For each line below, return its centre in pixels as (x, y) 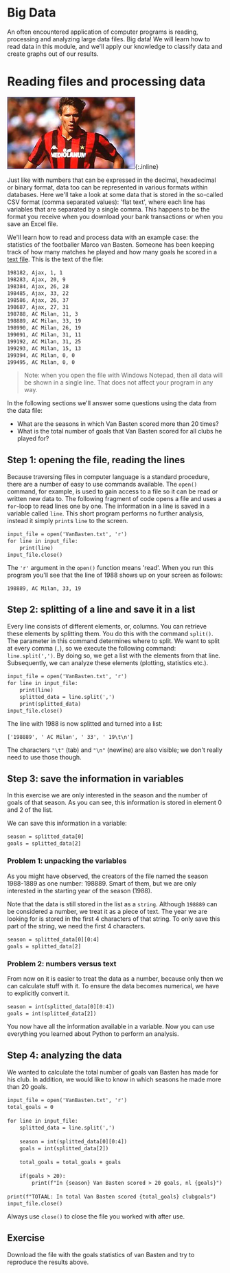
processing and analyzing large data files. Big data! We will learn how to (109, 39)
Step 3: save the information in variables (95, 778)
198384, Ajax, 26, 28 (38, 286)
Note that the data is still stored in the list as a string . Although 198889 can (112, 904)
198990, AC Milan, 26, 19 (44, 328)
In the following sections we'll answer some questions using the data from (112, 403)
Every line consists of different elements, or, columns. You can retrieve (107, 626)
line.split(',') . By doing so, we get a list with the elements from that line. (114, 655)
